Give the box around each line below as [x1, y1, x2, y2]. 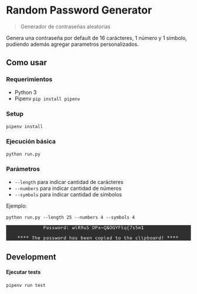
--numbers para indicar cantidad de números [14, 185, 122, 192]
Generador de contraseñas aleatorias [20, 23, 111, 30]
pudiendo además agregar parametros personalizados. [6, 41, 139, 48]
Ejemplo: [6, 202, 28, 209]
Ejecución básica [6, 137, 56, 145]
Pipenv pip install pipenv [14, 95, 80, 102]
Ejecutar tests [6, 268, 41, 275]
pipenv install [6, 123, 43, 129]
